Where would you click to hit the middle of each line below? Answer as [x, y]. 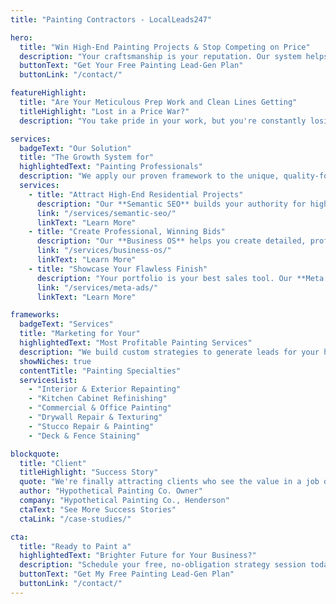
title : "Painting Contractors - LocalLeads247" [111, 19]
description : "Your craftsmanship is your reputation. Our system [160, 56]
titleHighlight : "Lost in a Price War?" [104, 111]
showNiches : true [55, 361]
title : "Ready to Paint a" [75, 546]
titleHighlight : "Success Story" [89, 472]
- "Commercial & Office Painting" [100, 408]
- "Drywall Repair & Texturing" [95, 417]
